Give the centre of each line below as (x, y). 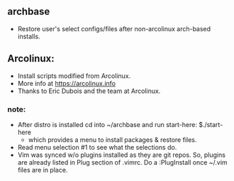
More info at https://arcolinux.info (66, 83)
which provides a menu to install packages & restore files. (112, 139)
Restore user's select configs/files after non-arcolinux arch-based (114, 28)
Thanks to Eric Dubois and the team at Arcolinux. (89, 91)
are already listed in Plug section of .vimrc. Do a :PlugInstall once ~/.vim (123, 162)
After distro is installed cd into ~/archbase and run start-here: (107, 124)
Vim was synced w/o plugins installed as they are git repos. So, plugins (121, 155)
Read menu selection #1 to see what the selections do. (97, 147)
